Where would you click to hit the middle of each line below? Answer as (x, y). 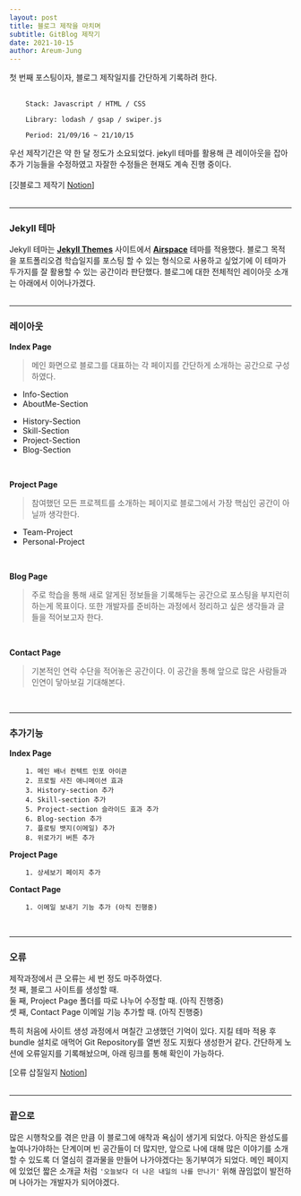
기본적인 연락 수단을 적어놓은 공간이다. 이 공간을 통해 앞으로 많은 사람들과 (159, 671)
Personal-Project (53, 541)
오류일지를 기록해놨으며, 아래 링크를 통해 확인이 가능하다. (125, 1054)
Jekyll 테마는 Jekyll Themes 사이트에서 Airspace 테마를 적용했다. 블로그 (139, 250)
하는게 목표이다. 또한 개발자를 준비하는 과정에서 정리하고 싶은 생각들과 (153, 606)
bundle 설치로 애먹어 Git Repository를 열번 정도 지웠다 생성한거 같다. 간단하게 (146, 1042)
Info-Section (45, 394)
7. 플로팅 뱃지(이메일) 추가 (70, 829)
